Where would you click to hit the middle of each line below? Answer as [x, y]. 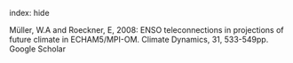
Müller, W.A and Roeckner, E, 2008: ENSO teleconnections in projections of [146, 30]
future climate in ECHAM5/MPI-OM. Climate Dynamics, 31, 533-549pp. [139, 39]
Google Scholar [38, 49]
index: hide [30, 13]
